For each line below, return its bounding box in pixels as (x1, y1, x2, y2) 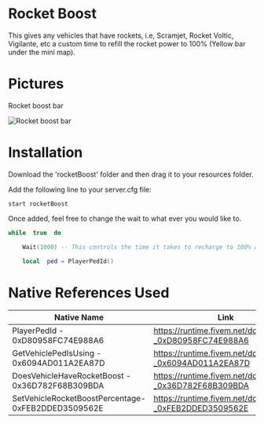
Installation (8, 144, 83, 162)
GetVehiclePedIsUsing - (12, 348, 102, 359)
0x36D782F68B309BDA (12, 380, 104, 391)
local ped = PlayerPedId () (22, 257, 114, 265)
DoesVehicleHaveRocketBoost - (12, 371, 131, 382)
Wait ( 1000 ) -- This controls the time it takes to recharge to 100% (22, 243, 251, 251)
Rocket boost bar (8, 101, 64, 110)
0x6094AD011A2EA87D (12, 358, 105, 369)
